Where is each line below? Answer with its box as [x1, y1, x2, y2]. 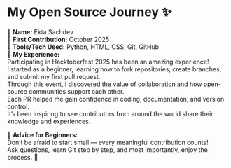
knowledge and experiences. [7, 117, 91, 125]
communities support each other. [29, 87, 125, 95]
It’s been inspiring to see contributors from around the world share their [7, 109, 213, 118]
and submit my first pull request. [7, 72, 101, 80]
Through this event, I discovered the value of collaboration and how [7, 80, 202, 88]
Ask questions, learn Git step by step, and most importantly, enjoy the [7, 145, 208, 154]
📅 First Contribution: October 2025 [7, 35, 110, 43]
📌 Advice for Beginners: [7, 130, 78, 139]
